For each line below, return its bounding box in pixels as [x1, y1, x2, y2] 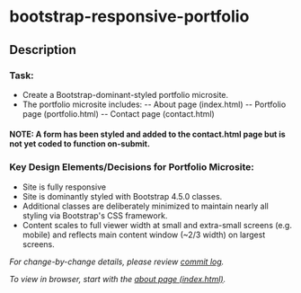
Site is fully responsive [22, 182, 106, 192]
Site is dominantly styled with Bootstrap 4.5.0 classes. [22, 191, 223, 201]
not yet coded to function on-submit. [9, 138, 151, 149]
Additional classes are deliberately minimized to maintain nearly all [22, 200, 270, 211]
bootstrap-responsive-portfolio [9, 6, 250, 27]
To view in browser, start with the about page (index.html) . [9, 273, 226, 284]
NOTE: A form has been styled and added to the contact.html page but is [9, 129, 286, 140]
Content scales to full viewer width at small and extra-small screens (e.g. [22, 219, 292, 230]
